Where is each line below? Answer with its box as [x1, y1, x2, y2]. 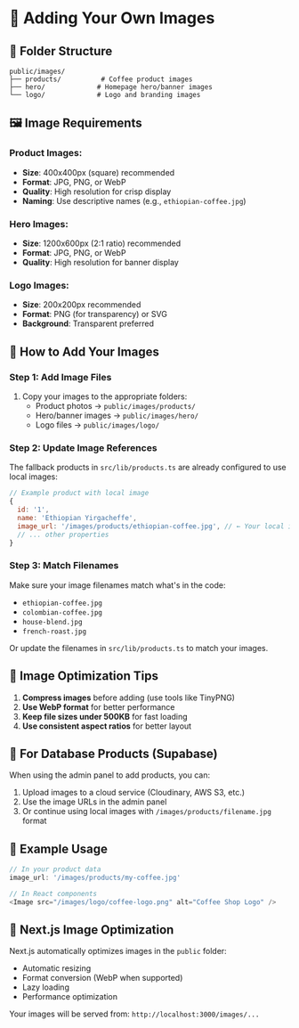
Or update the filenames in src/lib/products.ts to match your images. [9, 642, 269, 653]
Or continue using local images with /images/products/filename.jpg [21, 806, 271, 817]
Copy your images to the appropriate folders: [21, 391, 188, 402]
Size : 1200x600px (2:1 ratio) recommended [21, 238, 182, 249]
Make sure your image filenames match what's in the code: [9, 579, 226, 591]
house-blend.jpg [21, 617, 83, 626]
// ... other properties [17, 530, 109, 539]
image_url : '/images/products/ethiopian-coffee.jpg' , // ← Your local [17, 521, 285, 531]
